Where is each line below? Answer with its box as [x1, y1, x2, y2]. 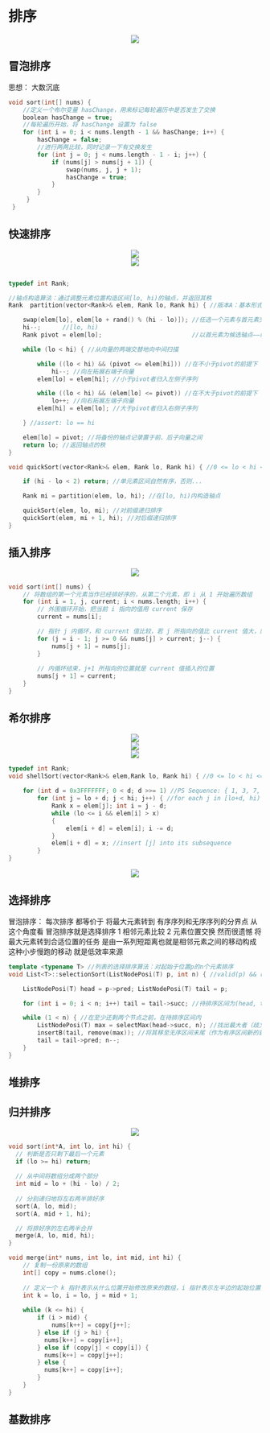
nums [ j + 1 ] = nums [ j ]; [51, 642, 131, 650]
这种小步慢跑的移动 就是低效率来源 [8, 947, 123, 956]
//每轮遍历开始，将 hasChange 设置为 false [22, 121, 157, 129]
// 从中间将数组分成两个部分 [15, 1172, 99, 1180]
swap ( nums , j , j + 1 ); [65, 166, 142, 174]
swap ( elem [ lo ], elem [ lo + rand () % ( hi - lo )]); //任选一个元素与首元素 [22, 316, 260, 324]
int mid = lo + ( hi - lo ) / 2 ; [15, 1180, 121, 1188]
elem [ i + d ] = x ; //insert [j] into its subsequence [51, 839, 231, 848]
